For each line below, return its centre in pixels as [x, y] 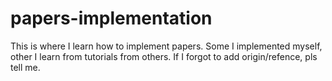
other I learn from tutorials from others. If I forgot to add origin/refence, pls [164, 56]
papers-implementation [111, 18]
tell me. [25, 67]
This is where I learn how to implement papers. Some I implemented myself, [166, 46]
